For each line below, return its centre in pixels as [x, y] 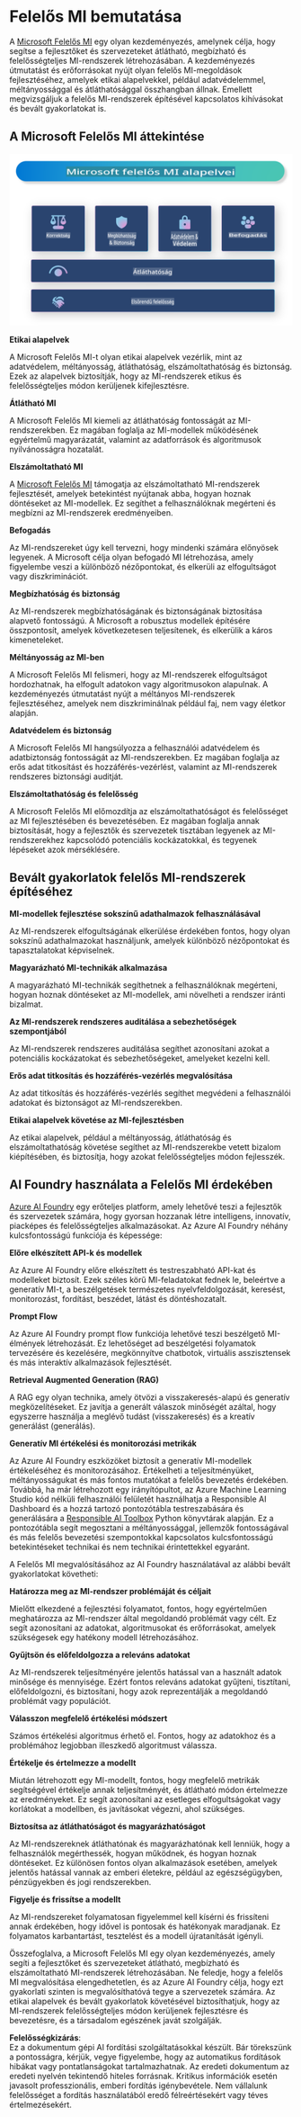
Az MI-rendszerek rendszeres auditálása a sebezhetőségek [123, 1021]
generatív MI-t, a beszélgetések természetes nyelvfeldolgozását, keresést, [147, 1289]
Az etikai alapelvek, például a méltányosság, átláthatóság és [120, 1137]
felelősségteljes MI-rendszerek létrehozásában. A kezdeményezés [133, 60]
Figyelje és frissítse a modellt [65, 1899]
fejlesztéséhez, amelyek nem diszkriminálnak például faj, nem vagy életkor [147, 703]
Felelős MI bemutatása [96, 17]
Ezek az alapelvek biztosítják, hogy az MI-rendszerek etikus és [126, 376]
